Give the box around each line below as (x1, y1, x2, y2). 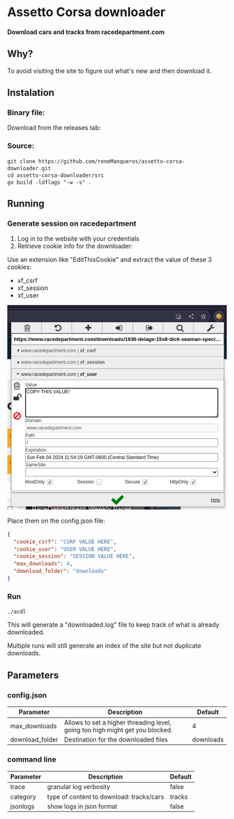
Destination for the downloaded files (63, 735, 169, 744)
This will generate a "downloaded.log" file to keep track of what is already (7, 621, 219, 629)
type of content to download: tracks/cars (47, 792, 164, 801)
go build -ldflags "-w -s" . (7, 179, 92, 186)
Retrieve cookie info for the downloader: (17, 242, 134, 250)
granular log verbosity (47, 783, 111, 791)
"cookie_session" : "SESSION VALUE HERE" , (13, 553, 136, 560)
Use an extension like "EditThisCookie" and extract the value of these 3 (7, 256, 212, 264)
